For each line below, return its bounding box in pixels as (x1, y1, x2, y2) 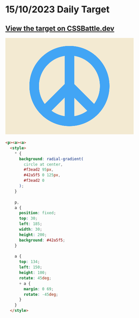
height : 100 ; (18, 270, 47, 275)
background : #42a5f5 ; (18, 237, 66, 242)
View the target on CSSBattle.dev (5, 24, 114, 33)
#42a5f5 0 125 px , (24, 173, 61, 178)
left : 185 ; (18, 221, 43, 227)
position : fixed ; (18, 211, 56, 216)
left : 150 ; (18, 265, 43, 270)
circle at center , (24, 162, 63, 167)
